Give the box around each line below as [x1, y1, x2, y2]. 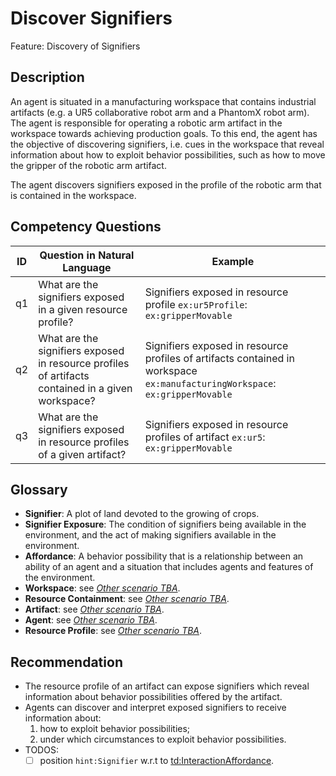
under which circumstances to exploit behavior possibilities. [39, 733, 287, 746]
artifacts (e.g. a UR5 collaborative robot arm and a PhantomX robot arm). [10, 106, 310, 118]
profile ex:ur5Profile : [144, 297, 248, 311]
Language [62, 260, 112, 274]
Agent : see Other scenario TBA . [24, 614, 158, 626]
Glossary [10, 481, 68, 498]
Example [211, 254, 255, 268]
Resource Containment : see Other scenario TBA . [24, 593, 230, 605]
